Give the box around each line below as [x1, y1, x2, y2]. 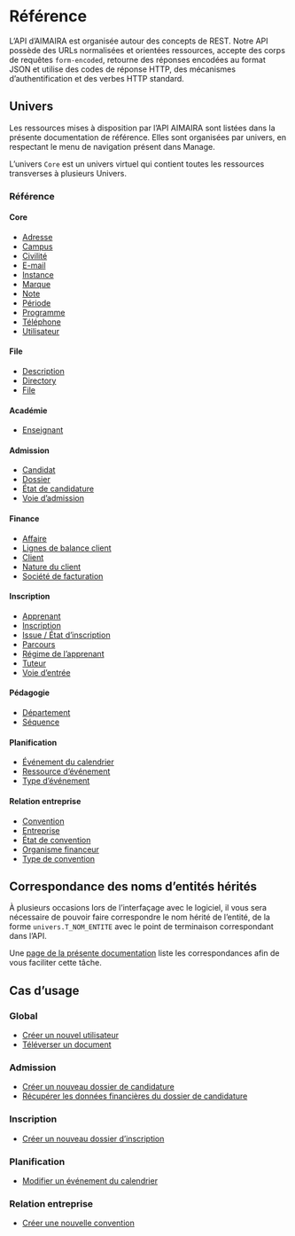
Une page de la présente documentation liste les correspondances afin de [9, 948, 280, 958]
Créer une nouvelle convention [21, 1217, 135, 1229]
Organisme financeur [21, 844, 100, 855]
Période [21, 297, 51, 308]
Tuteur [21, 658, 47, 669]
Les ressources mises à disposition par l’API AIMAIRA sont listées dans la [9, 122, 276, 133]
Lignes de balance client [21, 543, 113, 553]
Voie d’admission [21, 493, 84, 504]
